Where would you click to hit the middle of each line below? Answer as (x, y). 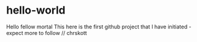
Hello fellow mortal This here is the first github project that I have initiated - (99, 27)
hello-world (36, 10)
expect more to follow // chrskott (47, 33)
